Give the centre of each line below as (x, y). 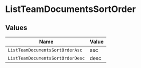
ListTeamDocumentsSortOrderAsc (45, 50)
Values (16, 28)
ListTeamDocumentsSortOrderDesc (46, 58)
